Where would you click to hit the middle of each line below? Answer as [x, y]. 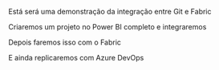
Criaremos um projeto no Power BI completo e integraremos [107, 27]
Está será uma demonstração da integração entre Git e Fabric [110, 12]
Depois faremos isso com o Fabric [65, 42]
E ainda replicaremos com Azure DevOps [76, 58]
